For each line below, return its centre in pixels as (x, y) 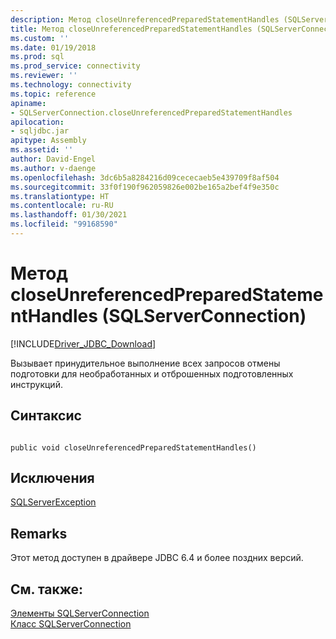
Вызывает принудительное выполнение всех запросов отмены (145, 363)
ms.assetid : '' (42, 150)
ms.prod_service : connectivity (75, 66)
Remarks (39, 533)
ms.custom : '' (40, 38)
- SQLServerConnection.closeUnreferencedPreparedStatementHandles (151, 112)
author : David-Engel (53, 159)
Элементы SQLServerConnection (80, 613)
